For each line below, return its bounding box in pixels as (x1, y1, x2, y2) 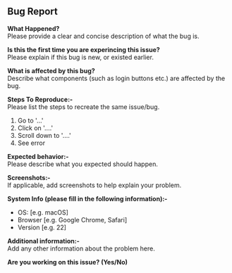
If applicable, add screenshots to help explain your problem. (7, 181, 182, 189)
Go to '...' (17, 116, 44, 125)
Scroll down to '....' (17, 131, 72, 139)
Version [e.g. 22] (17, 223, 67, 231)
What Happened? (7, 24, 60, 32)
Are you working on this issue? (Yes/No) (7, 258, 128, 266)
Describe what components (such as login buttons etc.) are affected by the (7, 74, 226, 82)
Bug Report (7, 6, 59, 18)
